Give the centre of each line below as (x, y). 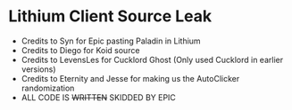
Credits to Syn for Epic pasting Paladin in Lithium (111, 41)
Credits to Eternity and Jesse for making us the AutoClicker (130, 78)
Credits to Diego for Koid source (80, 50)
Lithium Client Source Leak (110, 16)
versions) (38, 69)
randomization (48, 88)
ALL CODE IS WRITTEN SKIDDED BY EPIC (98, 97)
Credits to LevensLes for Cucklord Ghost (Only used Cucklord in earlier (152, 59)
